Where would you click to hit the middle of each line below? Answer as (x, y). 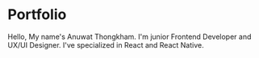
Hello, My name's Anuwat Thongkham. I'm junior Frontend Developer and (129, 37)
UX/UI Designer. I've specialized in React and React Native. (106, 44)
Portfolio (37, 15)
